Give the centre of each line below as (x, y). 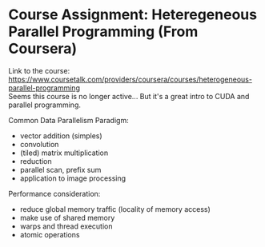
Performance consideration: (54, 193)
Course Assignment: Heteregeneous (133, 15)
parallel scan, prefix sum (60, 169)
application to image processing (73, 178)
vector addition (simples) (61, 135)
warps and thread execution (66, 226)
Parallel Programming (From (103, 32)
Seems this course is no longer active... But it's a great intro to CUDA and (129, 96)
